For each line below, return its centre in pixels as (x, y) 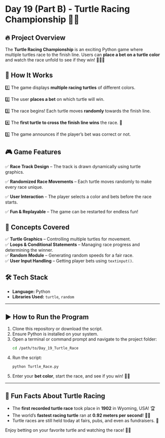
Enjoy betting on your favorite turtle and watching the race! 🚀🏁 (68, 430)
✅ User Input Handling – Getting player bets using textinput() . (69, 261)
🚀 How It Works (29, 75)
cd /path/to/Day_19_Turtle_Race (45, 348)
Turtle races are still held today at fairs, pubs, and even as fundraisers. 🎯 (85, 420)
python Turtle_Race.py (35, 366)
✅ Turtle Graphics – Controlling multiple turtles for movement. (68, 239)
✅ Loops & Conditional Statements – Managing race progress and (72, 245)
